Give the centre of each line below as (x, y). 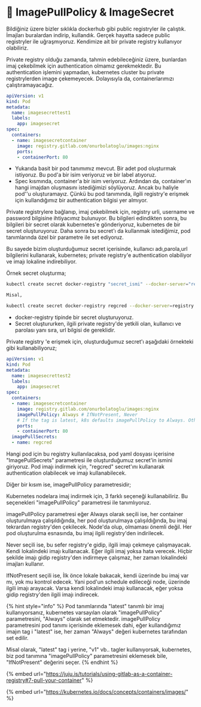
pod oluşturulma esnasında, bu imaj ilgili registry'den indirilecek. (85, 533)
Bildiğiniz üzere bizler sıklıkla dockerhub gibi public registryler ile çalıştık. (96, 29)
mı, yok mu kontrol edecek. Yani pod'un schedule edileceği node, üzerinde (98, 582)
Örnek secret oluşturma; (36, 273)
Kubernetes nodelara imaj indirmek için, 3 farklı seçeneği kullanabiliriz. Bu (97, 496)
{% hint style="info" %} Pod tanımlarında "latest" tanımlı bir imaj (85, 606)
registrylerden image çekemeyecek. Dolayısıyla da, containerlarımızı (90, 78)
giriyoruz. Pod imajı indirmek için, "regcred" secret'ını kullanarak (85, 467)
